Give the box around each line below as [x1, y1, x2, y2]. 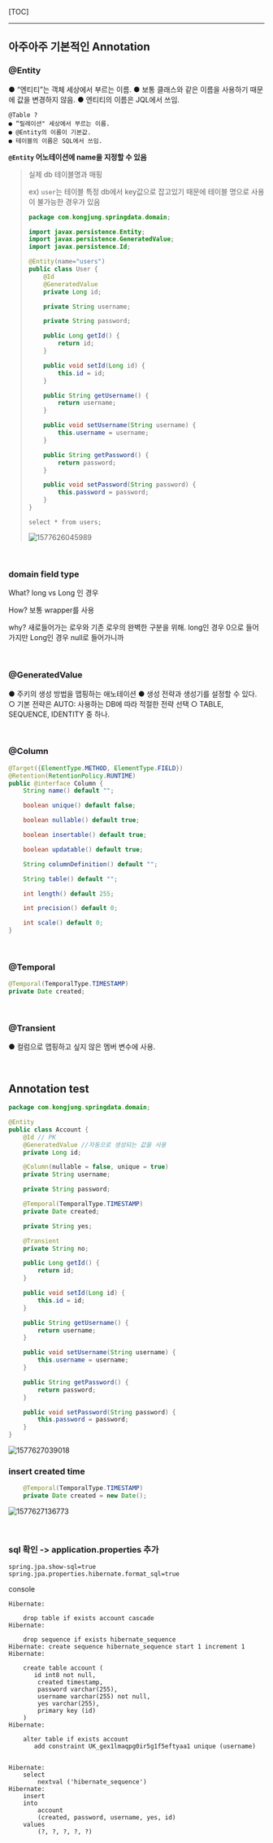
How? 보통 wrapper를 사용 [8, 605, 95, 615]
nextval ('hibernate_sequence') [37, 1778, 148, 1786]
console [8, 1584, 36, 1594]
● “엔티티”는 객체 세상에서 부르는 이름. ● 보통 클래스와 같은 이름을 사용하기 [8, 85, 249, 94]
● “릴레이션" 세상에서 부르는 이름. [8, 120, 110, 128]
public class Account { [8, 1126, 89, 1134]
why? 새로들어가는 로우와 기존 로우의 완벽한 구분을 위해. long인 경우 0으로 [8, 622, 245, 633]
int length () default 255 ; [23, 890, 115, 898]
